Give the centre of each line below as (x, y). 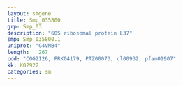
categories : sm (29, 71)
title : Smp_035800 (34, 20)
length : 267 (28, 53)
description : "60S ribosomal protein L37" (70, 33)
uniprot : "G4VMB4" (34, 46)
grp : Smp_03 (24, 26)
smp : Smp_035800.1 (34, 40)
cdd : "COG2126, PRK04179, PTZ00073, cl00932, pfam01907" (92, 59)
